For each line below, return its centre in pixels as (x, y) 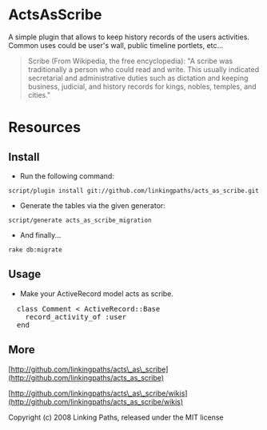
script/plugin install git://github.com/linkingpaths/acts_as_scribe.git (134, 191)
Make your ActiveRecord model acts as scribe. (97, 293)
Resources (45, 128)
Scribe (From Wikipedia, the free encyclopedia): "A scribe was (130, 61)
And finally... (40, 235)
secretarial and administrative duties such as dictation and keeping (138, 78)
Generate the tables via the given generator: (92, 205)
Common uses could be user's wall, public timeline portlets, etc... (116, 45)
